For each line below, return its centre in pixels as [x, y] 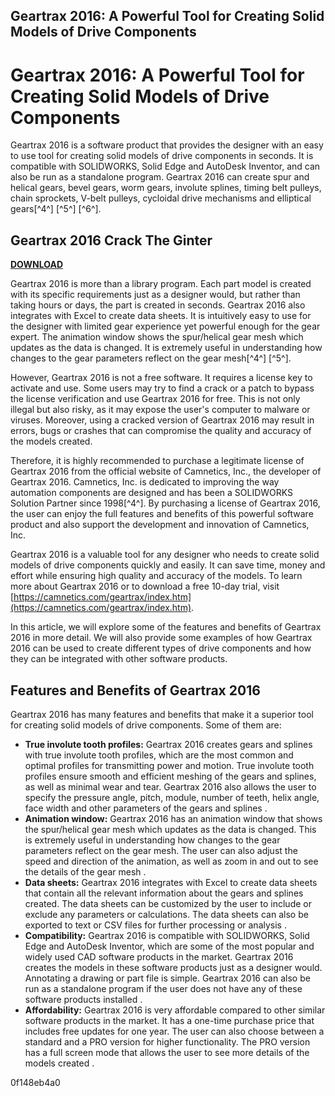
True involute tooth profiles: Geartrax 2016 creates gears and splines [168, 744]
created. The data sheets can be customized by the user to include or [168, 903]
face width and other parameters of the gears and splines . [146, 808]
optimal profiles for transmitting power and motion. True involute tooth [169, 765]
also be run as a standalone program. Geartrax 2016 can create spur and [160, 177]
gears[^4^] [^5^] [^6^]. [56, 209]
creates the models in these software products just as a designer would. [173, 967]
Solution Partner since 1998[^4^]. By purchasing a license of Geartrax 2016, [165, 503]
